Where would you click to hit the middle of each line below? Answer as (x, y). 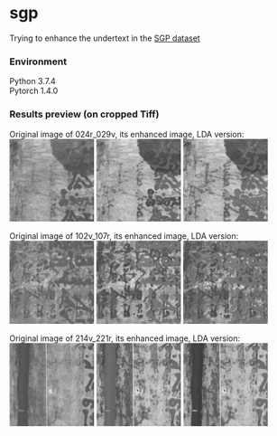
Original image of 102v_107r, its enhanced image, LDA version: (124, 236)
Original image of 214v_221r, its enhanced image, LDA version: (125, 338)
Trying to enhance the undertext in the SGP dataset (105, 38)
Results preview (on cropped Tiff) (84, 114)
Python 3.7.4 (32, 81)
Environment (38, 62)
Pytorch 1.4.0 (34, 91)
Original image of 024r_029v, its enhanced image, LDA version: (127, 134)
